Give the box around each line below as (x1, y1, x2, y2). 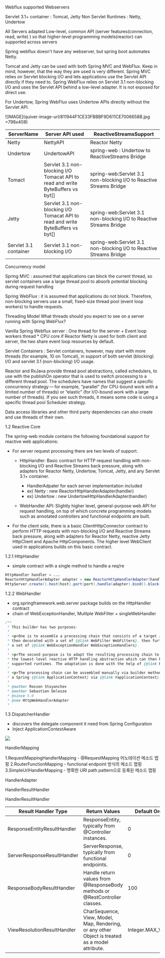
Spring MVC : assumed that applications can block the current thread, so (5, 273, 153, 279)
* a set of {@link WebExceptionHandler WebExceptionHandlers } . (7, 643, 139, 648)
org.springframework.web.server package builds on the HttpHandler (12, 600, 151, 606)
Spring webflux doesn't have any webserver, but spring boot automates (5, 49, 150, 54)
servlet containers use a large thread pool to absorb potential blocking (5, 278, 147, 284)
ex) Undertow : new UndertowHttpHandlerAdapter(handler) (27, 494, 147, 499)
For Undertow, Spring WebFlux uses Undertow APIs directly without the (5, 99, 150, 105)
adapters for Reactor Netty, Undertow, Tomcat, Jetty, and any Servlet (19, 468, 160, 474)
